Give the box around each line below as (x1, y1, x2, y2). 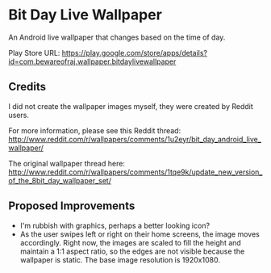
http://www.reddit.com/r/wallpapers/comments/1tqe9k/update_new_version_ (8, 167, 263, 177)
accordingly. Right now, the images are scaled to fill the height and (19, 237, 242, 247)
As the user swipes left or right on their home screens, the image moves (19, 229, 260, 239)
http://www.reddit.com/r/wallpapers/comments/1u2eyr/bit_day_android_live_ (8, 134, 262, 144)
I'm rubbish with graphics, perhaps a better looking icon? (19, 220, 211, 230)
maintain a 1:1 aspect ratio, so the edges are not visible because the (19, 246, 245, 256)
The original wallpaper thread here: (8, 158, 125, 168)
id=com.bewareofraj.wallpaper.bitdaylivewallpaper (8, 57, 177, 66)
